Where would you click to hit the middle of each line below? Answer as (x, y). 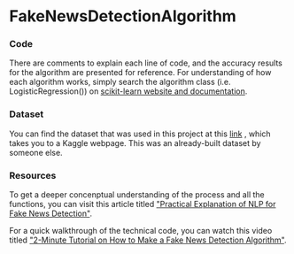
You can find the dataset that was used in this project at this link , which (140, 134)
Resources (33, 175)
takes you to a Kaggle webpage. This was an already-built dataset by (135, 142)
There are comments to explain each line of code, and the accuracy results (146, 63)
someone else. (36, 152)
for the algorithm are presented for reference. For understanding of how (140, 73)
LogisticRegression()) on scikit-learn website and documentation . (128, 91)
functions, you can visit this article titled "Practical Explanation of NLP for (143, 204)
